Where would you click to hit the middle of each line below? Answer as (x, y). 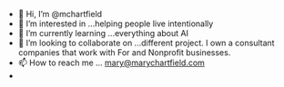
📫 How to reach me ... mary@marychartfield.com (111, 63)
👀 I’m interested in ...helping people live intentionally (116, 24)
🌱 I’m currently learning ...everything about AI (103, 33)
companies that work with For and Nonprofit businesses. (124, 53)
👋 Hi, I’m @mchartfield (60, 14)
